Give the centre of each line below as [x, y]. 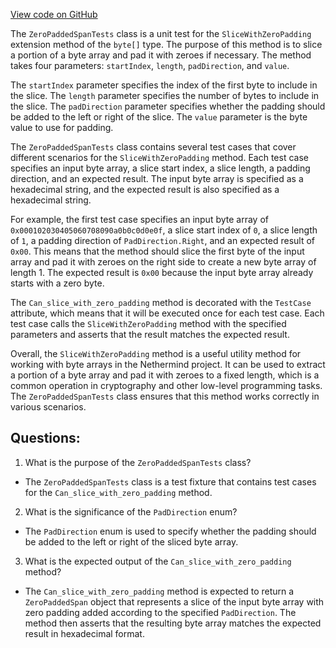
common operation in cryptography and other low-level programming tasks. [166, 385]
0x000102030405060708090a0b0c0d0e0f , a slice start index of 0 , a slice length [164, 230]
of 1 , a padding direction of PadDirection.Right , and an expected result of [163, 240]
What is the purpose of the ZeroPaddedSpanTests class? [138, 462]
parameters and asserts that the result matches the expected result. [150, 334]
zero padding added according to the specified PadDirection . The [160, 612]
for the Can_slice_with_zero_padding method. [118, 492]
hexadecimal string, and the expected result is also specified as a [145, 189]
